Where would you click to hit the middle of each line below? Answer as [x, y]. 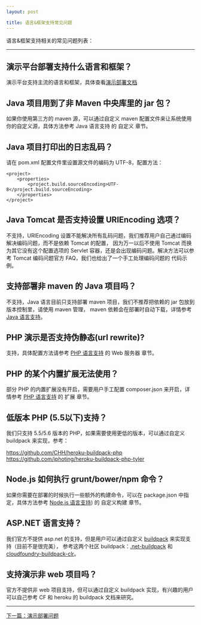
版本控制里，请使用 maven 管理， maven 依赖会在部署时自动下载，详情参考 [99, 309]
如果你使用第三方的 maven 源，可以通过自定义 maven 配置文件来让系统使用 [99, 119]
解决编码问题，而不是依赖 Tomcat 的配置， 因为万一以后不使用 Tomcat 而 [97, 243]
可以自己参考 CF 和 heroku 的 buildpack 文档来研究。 [71, 597]
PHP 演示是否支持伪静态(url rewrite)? [75, 337]
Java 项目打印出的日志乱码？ [60, 147]
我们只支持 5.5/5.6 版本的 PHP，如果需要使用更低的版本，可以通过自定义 [96, 433]
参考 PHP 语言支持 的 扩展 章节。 [52, 397]
